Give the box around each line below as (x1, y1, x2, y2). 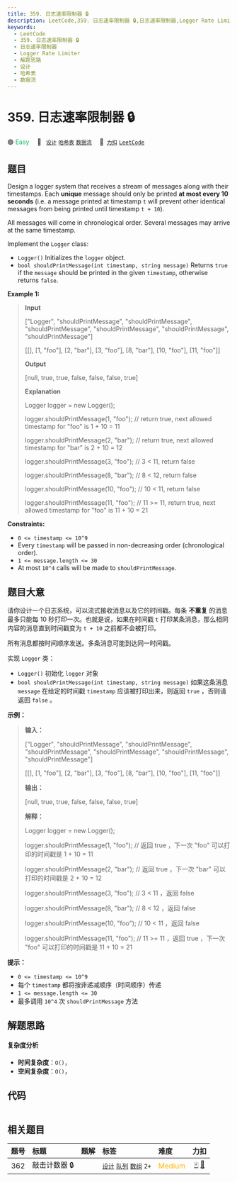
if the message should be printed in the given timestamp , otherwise (17, 269, 209, 277)
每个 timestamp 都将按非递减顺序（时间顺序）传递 (17, 980, 162, 989)
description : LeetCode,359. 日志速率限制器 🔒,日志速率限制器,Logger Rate (7, 17, 214, 24)
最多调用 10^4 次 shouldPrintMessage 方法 (17, 997, 139, 1005)
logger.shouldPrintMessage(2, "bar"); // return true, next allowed (24, 436, 214, 445)
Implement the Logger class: (7, 240, 89, 248)
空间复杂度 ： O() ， (17, 1066, 71, 1075)
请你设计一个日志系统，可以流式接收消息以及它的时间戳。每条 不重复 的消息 (7, 606, 228, 614)
